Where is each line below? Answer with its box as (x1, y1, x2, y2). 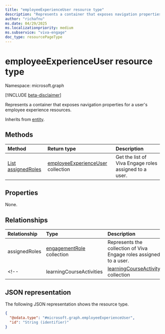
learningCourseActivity (107, 265, 161, 272)
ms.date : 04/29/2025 (5, 21, 48, 26)
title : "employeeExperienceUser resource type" (5, 7, 105, 12)
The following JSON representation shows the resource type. (5, 301, 129, 307)
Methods (5, 131, 33, 139)
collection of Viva (107, 245, 148, 252)
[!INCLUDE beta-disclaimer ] (5, 92, 61, 98)
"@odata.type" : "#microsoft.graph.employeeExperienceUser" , (9, 315, 135, 320)
